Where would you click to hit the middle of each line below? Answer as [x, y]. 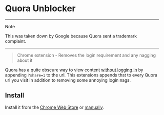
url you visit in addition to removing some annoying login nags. [68, 80]
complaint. [16, 41]
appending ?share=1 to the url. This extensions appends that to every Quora [81, 75]
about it [25, 60]
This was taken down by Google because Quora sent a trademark [71, 36]
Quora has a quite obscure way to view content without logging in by [74, 70]
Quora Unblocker [40, 9]
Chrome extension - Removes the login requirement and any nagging [86, 55]
